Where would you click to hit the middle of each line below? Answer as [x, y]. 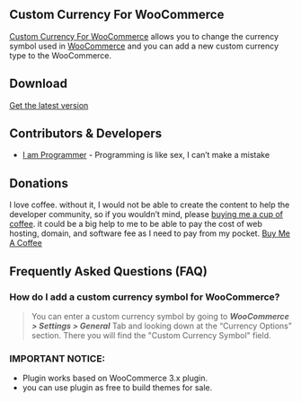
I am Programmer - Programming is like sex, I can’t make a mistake [146, 155]
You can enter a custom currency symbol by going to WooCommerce [160, 316]
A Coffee [26, 243]
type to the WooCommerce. [61, 55]
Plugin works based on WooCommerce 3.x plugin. [115, 378]
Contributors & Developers [86, 134]
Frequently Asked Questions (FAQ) [109, 271]
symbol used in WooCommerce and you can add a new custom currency [144, 46]
